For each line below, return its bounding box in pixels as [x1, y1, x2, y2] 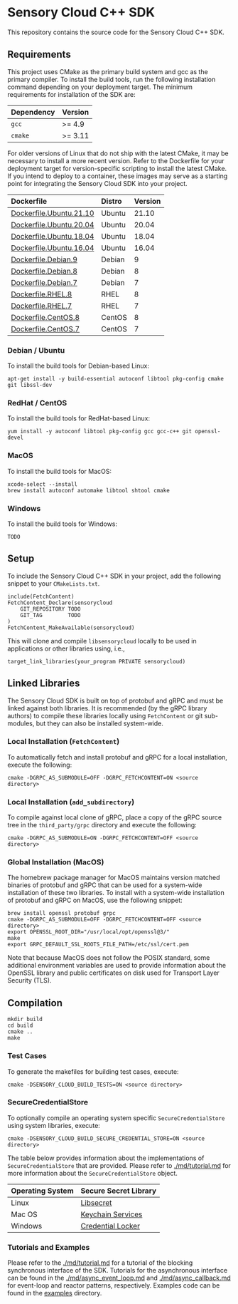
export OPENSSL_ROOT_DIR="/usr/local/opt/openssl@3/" [7, 928, 171, 936]
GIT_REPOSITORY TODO [20, 605, 81, 613]
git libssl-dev [7, 382, 53, 389]
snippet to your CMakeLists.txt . [7, 579, 100, 588]
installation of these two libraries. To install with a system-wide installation [7, 889, 225, 897]
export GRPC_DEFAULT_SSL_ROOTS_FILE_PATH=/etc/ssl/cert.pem [7, 941, 190, 948]
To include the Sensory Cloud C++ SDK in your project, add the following [7, 571, 222, 580]
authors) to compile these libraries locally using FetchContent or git [7, 711, 203, 720]
